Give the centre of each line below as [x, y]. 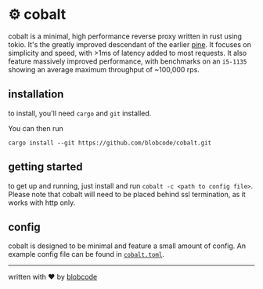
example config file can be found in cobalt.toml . [86, 254]
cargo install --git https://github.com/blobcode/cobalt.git [110, 143]
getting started [45, 167]
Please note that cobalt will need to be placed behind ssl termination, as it [127, 194]
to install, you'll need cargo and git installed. [80, 113]
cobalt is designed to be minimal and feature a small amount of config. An [127, 246]
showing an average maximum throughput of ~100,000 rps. [104, 69]
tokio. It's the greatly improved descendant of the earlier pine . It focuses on [130, 44]
